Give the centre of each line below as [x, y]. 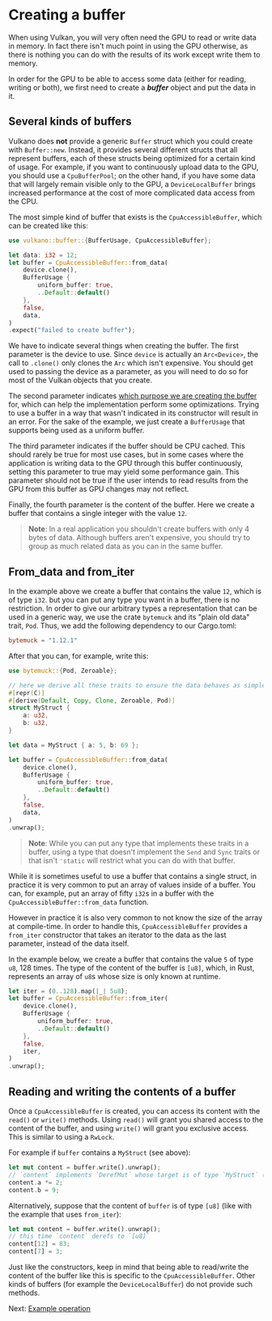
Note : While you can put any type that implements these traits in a [138, 843]
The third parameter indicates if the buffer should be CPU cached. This [127, 446]
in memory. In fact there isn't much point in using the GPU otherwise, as [128, 45]
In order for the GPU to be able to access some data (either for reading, [127, 79]
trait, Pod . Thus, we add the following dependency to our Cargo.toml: [123, 626]
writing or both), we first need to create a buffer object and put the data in [132, 87]
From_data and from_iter [72, 571]
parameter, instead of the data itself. [69, 943]
